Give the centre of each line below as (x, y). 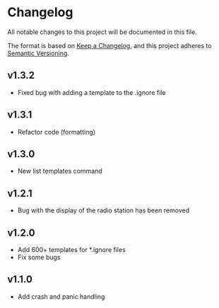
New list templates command (60, 171)
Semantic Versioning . (38, 53)
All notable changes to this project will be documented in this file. (102, 32)
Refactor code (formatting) (57, 132)
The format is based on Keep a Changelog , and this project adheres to (109, 45)
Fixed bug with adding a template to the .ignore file (91, 92)
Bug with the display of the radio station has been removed (103, 210)
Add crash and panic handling (61, 296)
